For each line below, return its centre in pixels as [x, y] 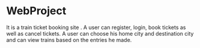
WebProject [36, 11]
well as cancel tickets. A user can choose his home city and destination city [100, 33]
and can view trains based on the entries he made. [69, 40]
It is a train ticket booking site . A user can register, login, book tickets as [96, 27]
